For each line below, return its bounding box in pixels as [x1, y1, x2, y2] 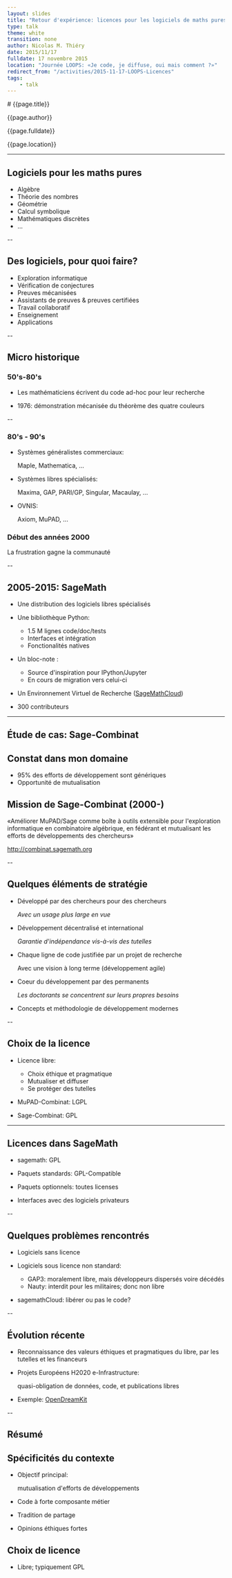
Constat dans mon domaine [7, 752, 128, 764]
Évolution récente [7, 1329, 85, 1341]
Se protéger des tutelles [27, 1084, 97, 1092]
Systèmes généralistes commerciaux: [17, 447, 124, 456]
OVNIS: [17, 502, 39, 510]
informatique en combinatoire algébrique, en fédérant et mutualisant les [7, 824, 211, 832]
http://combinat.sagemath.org [7, 844, 93, 853]
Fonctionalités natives [27, 641, 90, 650]
